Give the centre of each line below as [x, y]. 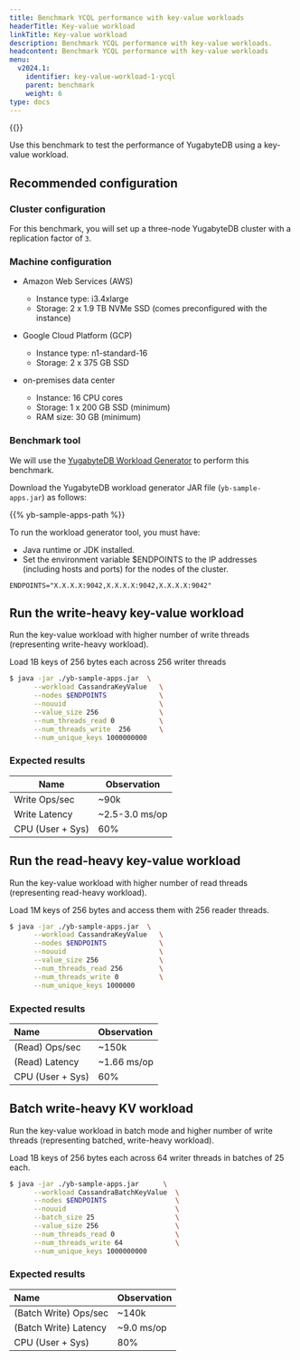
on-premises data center [69, 380]
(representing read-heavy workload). [78, 892]
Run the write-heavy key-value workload [127, 613]
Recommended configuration [94, 183]
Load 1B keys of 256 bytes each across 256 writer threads [118, 662]
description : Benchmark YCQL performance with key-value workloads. [141, 43]
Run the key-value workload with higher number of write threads [130, 635]
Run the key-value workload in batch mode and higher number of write [141, 1130]
